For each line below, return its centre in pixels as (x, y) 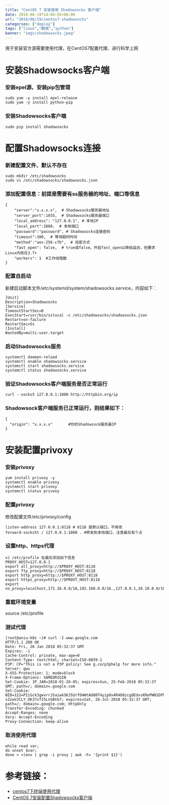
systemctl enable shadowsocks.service (46, 362)
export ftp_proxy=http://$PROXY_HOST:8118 (50, 571)
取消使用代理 (21, 735)
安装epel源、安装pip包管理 (38, 88)
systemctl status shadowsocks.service (46, 370)
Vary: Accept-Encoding (29, 717)
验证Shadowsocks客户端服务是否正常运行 (56, 384)
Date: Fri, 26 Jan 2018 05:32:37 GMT (45, 647)
